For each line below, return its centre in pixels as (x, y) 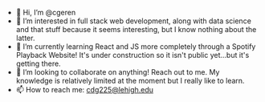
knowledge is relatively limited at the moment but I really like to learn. (130, 81)
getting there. (39, 63)
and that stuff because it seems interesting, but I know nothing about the (136, 29)
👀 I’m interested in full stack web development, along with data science (133, 21)
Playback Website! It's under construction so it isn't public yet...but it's (132, 55)
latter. (25, 38)
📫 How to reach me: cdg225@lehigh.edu (85, 90)
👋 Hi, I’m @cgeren (46, 12)
